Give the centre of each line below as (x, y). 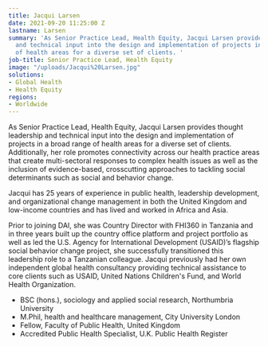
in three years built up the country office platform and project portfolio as (128, 234)
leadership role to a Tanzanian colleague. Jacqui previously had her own (127, 259)
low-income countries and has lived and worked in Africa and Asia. (118, 210)
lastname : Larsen (37, 30)
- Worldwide (28, 104)
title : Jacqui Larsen (44, 16)
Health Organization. (42, 285)
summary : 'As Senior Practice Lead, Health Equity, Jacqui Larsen (121, 38)
